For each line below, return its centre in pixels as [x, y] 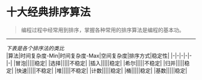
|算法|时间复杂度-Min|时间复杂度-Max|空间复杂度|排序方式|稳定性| [88, 56]
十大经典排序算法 [49, 12]
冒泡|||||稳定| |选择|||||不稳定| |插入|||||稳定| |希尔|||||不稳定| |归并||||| [100, 63]
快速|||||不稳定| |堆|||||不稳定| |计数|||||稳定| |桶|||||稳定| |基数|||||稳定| [102, 70]
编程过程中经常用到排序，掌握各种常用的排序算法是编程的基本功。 [103, 30]
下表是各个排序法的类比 [35, 48]
